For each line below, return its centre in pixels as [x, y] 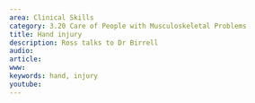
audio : [22, 51]
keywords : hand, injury [54, 76]
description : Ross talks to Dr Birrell [84, 43]
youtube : [26, 84]
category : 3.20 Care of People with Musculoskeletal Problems [128, 26]
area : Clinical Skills [52, 17]
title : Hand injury [46, 34]
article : [26, 59]
